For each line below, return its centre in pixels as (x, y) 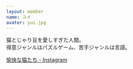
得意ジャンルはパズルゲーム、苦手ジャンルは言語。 (68, 47)
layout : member (25, 11)
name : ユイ (19, 17)
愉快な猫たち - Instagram (37, 60)
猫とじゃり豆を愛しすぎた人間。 (45, 40)
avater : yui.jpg (26, 22)
